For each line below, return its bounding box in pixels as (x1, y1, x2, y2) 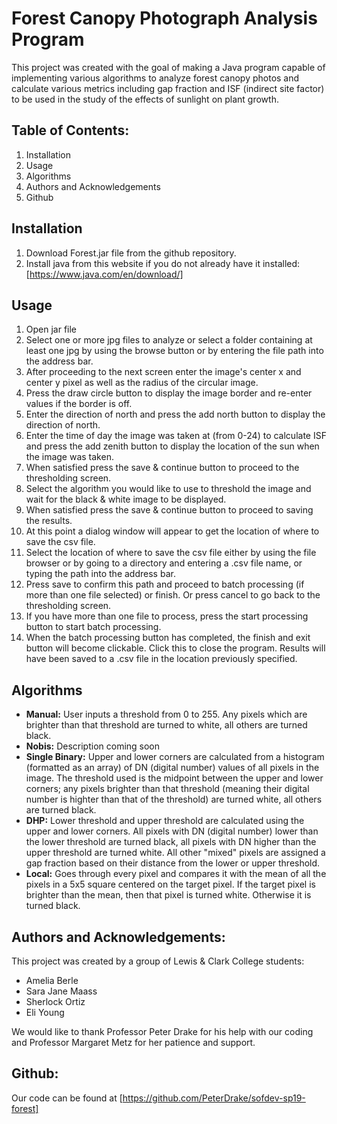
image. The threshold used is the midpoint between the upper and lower (25, 772, 324, 784)
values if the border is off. (25, 398, 133, 410)
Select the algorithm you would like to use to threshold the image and (25, 483, 312, 495)
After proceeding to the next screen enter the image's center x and (25, 366, 302, 378)
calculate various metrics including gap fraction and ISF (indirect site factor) (11, 82, 325, 94)
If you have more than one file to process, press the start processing (25, 610, 309, 622)
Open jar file (25, 323, 78, 336)
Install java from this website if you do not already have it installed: (25, 257, 301, 269)
